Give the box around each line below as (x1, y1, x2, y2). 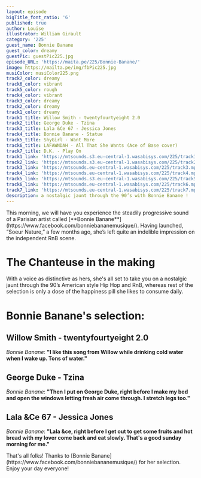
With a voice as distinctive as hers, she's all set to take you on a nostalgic (6, 275, 187, 282)
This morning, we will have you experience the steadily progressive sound (6, 209, 189, 216)
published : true (6, 20, 47, 26)
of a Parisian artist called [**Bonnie (6, 215, 95, 222)
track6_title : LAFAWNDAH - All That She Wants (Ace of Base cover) (6, 142, 178, 149)
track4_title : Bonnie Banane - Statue (6, 131, 103, 138)
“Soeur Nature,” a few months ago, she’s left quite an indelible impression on (6, 228, 195, 235)
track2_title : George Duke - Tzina (6, 120, 95, 126)
